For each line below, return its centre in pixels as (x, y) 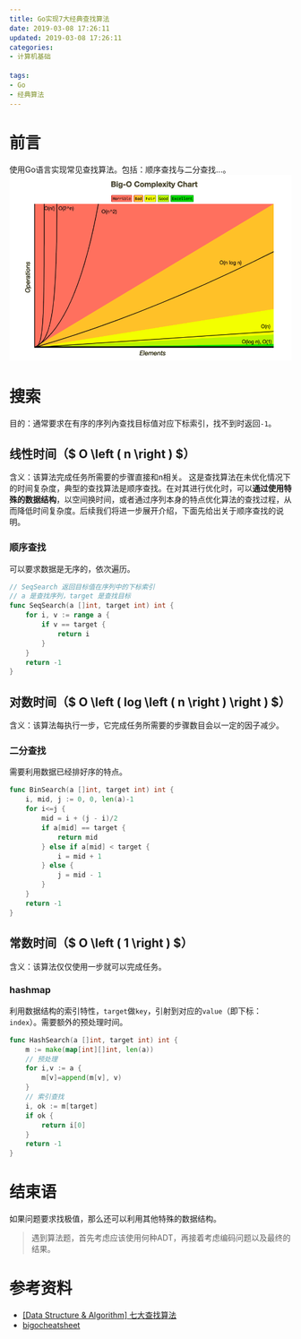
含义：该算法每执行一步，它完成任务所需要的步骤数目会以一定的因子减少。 (146, 725)
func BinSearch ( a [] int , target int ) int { (92, 790)
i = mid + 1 (79, 856)
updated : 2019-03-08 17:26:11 (66, 38)
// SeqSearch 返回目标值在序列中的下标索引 (82, 587)
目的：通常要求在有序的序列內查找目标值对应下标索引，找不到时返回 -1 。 (143, 423)
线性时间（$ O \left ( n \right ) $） (102, 454)
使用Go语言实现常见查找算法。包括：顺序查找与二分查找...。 (120, 169)
